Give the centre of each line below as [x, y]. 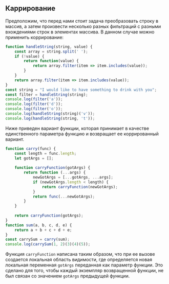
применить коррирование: [35, 37]
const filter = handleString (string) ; [47, 95]
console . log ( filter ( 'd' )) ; [34, 104]
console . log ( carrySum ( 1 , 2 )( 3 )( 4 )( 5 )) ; [48, 244]
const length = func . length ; [46, 153]
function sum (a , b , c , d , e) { [39, 225]
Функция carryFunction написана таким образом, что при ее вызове [80, 254]
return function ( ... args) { [55, 173]
